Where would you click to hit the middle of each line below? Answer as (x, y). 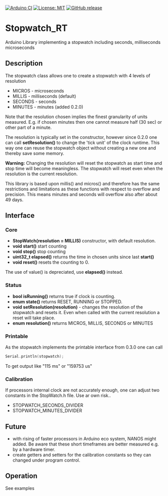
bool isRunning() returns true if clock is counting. (64, 296)
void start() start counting (39, 246)
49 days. (14, 200)
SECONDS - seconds (34, 102)
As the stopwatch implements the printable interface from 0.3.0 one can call (84, 347)
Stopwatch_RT (36, 28)
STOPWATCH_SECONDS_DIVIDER (48, 405)
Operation (21, 476)
